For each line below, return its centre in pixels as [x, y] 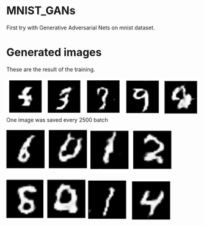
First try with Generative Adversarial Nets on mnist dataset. [81, 28]
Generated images [54, 52]
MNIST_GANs [41, 11]
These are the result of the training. [51, 69]
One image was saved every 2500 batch [57, 120]
